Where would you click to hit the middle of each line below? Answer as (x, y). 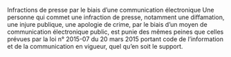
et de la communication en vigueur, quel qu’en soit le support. (95, 46)
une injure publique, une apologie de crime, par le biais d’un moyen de (107, 24)
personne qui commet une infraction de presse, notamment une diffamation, (116, 17)
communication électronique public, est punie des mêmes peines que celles (115, 32)
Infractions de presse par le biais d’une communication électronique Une (111, 10)
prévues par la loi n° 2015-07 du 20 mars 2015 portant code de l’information (115, 39)
